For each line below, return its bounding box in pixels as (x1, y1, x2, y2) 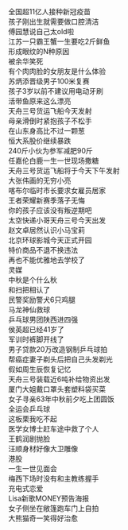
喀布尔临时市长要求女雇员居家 (8, 186, 106, 195)
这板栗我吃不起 (8, 414, 57, 424)
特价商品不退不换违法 (8, 246, 78, 254)
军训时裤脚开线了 (8, 335, 64, 344)
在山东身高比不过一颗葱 (8, 126, 85, 135)
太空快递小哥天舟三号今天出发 (8, 215, 106, 225)
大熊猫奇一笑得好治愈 (8, 513, 78, 523)
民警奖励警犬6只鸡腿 (8, 295, 76, 304)
